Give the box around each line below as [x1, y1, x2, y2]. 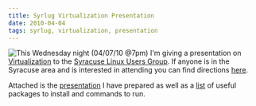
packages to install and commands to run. [8, 89, 145, 99]
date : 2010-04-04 [8, 19, 66, 27]
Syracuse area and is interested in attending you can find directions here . [8, 65, 249, 75]
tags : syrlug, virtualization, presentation [8, 26, 158, 34]
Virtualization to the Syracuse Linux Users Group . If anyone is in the [8, 57, 230, 66]
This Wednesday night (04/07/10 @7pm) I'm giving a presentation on [16, 49, 242, 58]
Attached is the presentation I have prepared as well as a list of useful [8, 80, 237, 90]
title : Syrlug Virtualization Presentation [8, 11, 155, 20]
